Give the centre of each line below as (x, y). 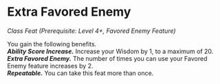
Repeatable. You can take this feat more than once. (80, 73)
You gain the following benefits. (52, 44)
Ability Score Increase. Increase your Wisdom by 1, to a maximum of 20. (110, 51)
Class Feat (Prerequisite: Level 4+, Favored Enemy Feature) (92, 31)
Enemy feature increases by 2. (51, 66)
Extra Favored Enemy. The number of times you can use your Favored (107, 58)
